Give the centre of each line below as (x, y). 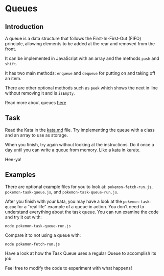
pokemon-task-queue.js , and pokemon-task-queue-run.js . (62, 192)
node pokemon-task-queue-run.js (38, 226)
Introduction (24, 27)
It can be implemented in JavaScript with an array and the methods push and (82, 58)
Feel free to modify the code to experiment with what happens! (69, 268)
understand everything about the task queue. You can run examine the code (82, 212)
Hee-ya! (13, 159)
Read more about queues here (36, 103)
